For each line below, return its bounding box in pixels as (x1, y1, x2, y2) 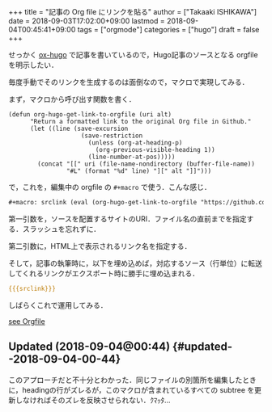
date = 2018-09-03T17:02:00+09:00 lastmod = (8, 16, 166, 26)
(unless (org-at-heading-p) (87, 139, 183, 147)
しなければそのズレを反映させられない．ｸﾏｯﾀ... (15, 395, 172, 405)
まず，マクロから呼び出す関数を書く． (8, 95, 136, 103)
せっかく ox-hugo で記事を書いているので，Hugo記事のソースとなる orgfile (8, 50, 258, 59)
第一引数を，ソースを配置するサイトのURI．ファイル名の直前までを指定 (8, 213, 247, 224)
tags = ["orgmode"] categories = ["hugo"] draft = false (77, 25, 260, 34)
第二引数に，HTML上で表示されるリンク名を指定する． (8, 241, 192, 250)
